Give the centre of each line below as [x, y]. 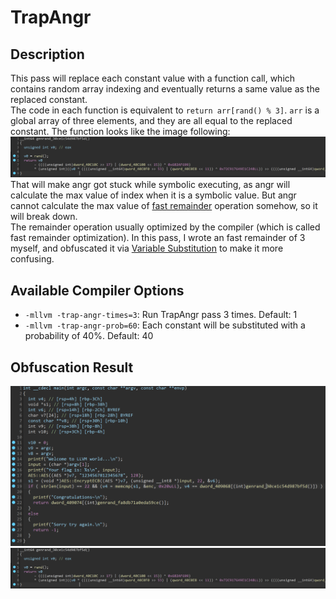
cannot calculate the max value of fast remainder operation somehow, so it [164, 206]
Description [47, 54]
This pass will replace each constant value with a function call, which [153, 78]
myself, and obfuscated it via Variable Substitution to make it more [147, 248]
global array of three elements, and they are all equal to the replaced [151, 120]
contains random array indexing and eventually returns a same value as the [165, 89]
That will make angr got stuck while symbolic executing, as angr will [150, 185]
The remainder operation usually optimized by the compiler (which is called [165, 227]
